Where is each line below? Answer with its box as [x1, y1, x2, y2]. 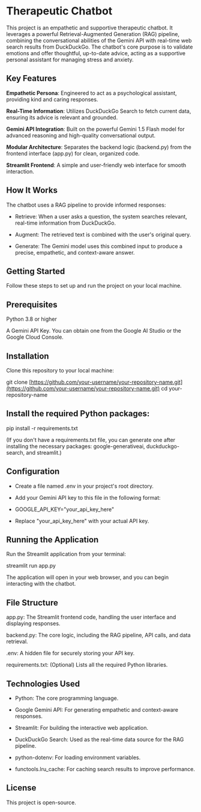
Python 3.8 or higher [6, 315, 57, 323]
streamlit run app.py [6, 562, 56, 569]
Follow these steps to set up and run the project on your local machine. [6, 282, 182, 289]
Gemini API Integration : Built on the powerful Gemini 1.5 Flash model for [6, 125, 185, 133]
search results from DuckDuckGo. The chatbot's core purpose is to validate [6, 43, 193, 50]
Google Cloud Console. [6, 333, 64, 341]
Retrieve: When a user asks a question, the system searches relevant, [14, 213, 187, 220]
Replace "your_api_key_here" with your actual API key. [14, 517, 149, 524]
